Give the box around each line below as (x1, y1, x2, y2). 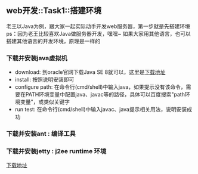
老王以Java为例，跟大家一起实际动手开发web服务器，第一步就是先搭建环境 (6, 23, 191, 30)
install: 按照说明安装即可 (14, 76, 75, 83)
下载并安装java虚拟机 (6, 54, 67, 62)
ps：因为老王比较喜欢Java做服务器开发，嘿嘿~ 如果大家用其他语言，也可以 (6, 30, 191, 37)
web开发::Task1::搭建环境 (6, 5, 102, 16)
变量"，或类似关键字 (20, 98, 70, 105)
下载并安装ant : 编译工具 (6, 130, 76, 138)
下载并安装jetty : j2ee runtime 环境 (6, 147, 107, 155)
